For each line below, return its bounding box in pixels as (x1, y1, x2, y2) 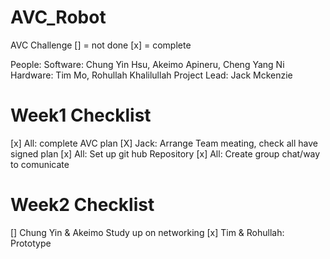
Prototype (10, 237, 52, 249)
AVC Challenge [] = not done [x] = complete (10, 39, 192, 51)
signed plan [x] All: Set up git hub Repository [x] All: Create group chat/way (10, 147, 321, 160)
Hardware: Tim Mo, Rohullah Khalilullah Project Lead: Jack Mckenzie (10, 69, 293, 81)
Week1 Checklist (10, 104, 152, 127)
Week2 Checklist (10, 194, 155, 216)
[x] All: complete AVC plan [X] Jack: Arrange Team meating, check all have (10, 137, 318, 149)
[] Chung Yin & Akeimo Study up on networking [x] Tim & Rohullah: (10, 226, 285, 238)
